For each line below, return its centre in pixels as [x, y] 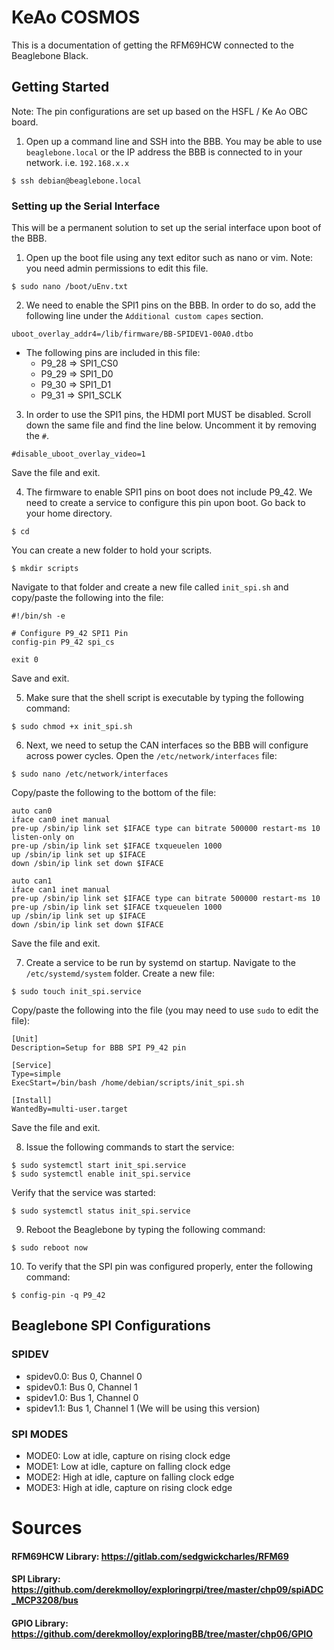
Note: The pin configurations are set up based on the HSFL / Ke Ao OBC [159, 111]
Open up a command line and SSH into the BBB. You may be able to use [174, 141]
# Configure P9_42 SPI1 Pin [70, 634]
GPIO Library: [40, 1623]
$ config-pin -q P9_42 [58, 1296]
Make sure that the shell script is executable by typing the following [164, 698]
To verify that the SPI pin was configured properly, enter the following [169, 1267]
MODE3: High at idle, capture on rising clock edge [129, 1488]
